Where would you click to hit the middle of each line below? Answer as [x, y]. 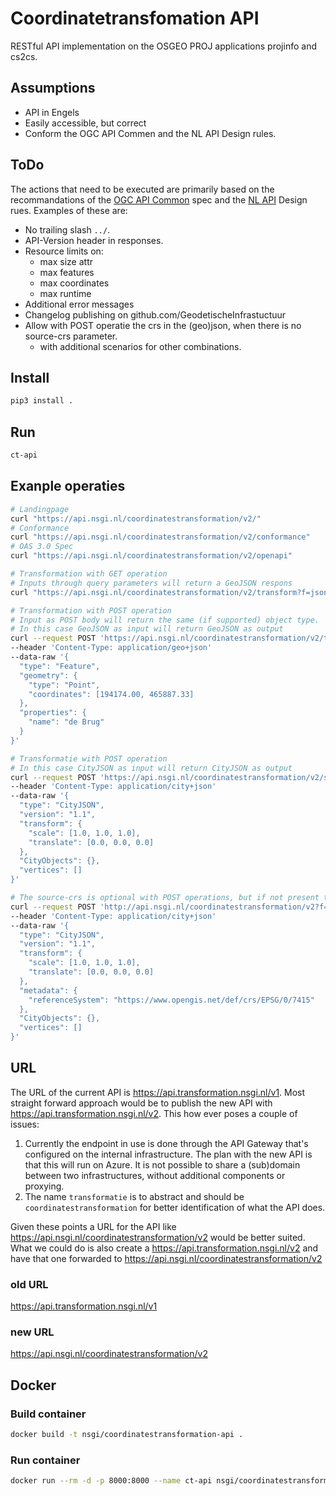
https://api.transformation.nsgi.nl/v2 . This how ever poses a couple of [154, 1113]
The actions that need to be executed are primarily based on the [142, 189]
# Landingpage [40, 509]
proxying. [44, 1186]
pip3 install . [42, 401]
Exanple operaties [68, 486]
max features [67, 272]
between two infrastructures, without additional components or [155, 1175]
